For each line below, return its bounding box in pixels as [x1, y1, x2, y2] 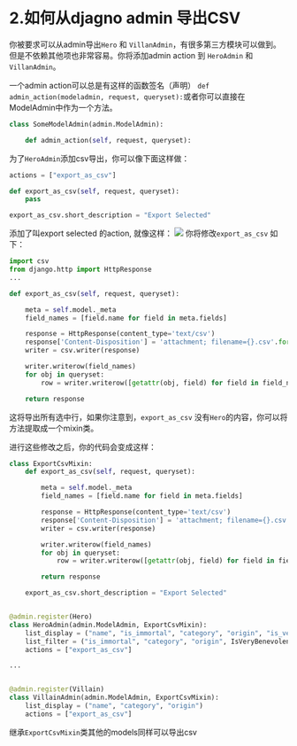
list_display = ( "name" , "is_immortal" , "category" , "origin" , [25, 628, 263, 638]
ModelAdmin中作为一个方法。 [9, 102, 118, 113]
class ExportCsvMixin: [9, 459, 93, 468]
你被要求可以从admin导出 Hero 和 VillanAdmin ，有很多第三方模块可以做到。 [9, 39, 281, 50]
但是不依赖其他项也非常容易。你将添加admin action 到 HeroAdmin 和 [9, 50, 254, 60]
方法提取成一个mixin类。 [9, 423, 99, 433]
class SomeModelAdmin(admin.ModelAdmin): [9, 120, 164, 128]
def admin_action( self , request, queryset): [25, 136, 192, 144]
